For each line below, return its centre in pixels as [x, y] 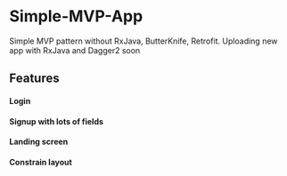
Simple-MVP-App [76, 16]
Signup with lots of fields [57, 121]
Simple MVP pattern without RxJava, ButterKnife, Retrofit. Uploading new [143, 41]
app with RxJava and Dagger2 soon [75, 50]
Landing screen [39, 142]
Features [34, 79]
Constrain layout [41, 162]
